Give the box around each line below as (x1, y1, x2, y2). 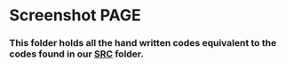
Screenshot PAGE (9, 5, 142, 26)
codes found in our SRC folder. (9, 48, 144, 60)
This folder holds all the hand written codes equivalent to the (9, 37, 277, 49)
